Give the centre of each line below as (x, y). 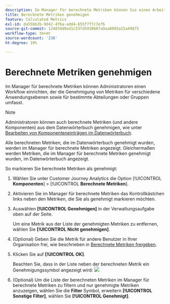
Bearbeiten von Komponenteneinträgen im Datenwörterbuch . (69, 133)
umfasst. (14, 102)
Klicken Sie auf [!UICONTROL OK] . (49, 254)
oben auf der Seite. (33, 214)
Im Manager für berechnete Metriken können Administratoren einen (76, 86)
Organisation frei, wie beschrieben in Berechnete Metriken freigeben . (85, 244)
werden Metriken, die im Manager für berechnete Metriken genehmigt (78, 153)
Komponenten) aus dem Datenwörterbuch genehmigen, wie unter (74, 127)
